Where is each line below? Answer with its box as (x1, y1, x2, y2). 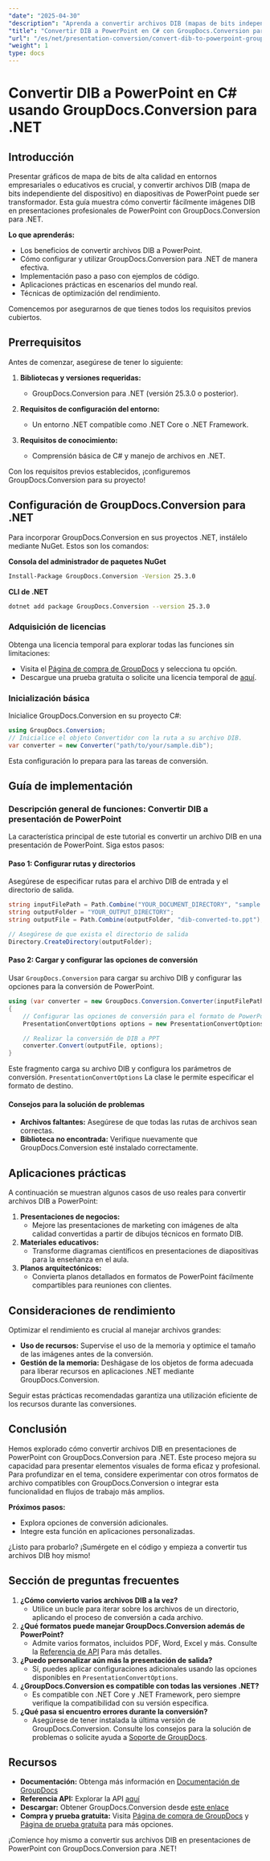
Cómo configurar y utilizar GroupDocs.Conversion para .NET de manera (19, 255, 259, 263)
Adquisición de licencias (8, 621, 106, 632)
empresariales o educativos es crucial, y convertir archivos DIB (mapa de (8, 180, 251, 189)
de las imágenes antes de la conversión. (19, 1349, 153, 1359)
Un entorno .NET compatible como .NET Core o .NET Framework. (31, 420, 249, 429)
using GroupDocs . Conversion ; (8, 726, 106, 734)
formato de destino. (8, 1081, 74, 1091)
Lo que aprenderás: (8, 230, 75, 239)
